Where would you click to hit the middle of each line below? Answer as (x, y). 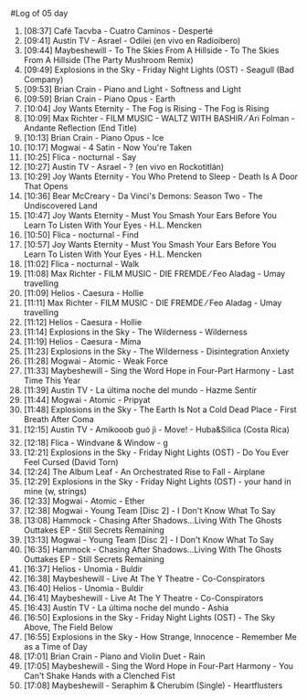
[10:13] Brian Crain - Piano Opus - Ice (94, 138)
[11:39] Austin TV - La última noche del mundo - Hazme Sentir (140, 390)
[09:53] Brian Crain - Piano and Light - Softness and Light (132, 89)
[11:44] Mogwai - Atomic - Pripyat (87, 400)
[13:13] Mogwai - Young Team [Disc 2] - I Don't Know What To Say (149, 540)
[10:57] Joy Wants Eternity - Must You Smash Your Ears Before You (150, 244)
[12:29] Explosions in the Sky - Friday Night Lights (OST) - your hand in (157, 482)
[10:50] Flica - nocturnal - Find (81, 235)
